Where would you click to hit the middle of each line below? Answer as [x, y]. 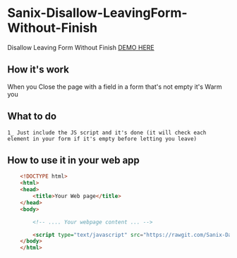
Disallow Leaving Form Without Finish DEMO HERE [81, 47]
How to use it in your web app [73, 160]
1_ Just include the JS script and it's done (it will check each [107, 133]
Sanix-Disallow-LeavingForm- [98, 13]
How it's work [38, 69]
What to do [32, 117]
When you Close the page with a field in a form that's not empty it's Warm [115, 87]
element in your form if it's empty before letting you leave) [102, 139]
